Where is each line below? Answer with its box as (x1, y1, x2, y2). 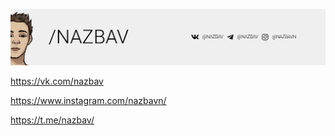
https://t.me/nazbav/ (10, 114, 95, 126)
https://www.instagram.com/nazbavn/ (10, 95, 167, 107)
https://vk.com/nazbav (10, 75, 104, 88)
